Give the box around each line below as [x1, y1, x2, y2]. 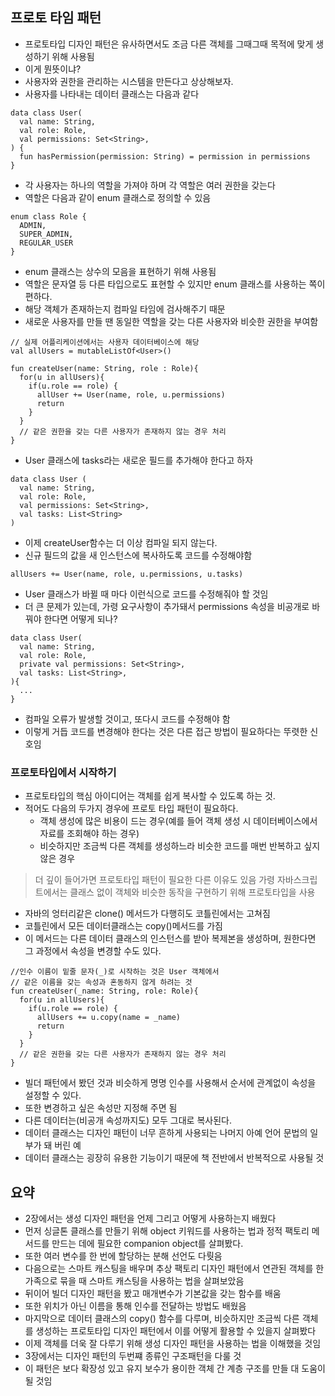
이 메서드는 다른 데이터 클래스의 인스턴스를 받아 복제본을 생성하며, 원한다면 [24, 933, 317, 945]
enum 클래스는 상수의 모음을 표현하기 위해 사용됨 [24, 265, 217, 277]
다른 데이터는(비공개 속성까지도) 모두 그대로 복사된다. [24, 1114, 232, 1127]
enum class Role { [10, 211, 87, 222]
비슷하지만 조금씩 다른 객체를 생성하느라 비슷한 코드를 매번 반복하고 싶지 [39, 840, 321, 852]
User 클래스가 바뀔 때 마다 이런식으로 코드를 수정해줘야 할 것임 [24, 588, 269, 600]
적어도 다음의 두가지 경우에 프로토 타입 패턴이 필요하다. [24, 803, 239, 815]
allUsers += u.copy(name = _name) [36, 1013, 182, 1023]
